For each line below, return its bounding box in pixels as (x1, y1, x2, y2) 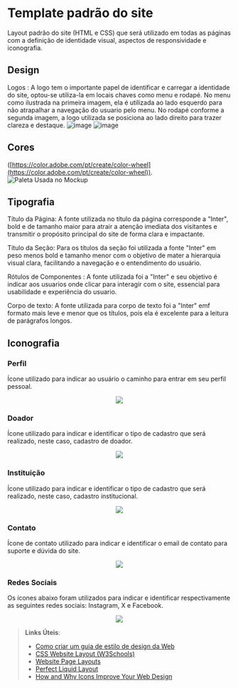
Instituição (7, 468, 45, 478)
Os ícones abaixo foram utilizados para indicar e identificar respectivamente (7, 593, 231, 602)
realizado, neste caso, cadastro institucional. (7, 492, 139, 500)
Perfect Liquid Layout (35, 665, 99, 673)
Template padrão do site (7, 5, 153, 21)
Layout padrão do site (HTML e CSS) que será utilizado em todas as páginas (7, 28, 231, 37)
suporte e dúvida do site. (7, 546, 80, 555)
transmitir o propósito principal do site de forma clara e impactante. (7, 230, 205, 239)
